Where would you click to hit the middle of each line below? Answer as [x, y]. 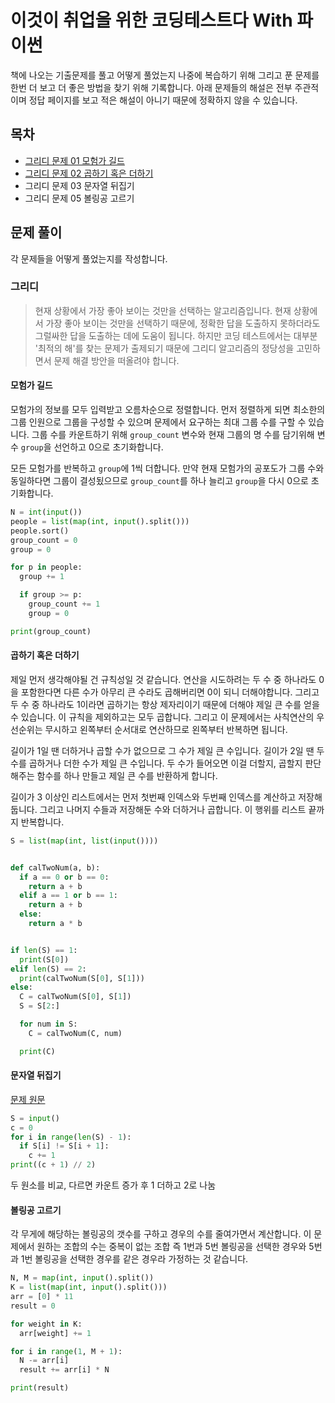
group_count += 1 [64, 604]
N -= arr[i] [44, 1361]
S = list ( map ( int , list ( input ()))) [84, 841]
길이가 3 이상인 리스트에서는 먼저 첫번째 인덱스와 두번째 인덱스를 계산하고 [153, 797]
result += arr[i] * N [64, 1370]
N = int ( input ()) [46, 512]
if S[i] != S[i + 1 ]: [64, 1146]
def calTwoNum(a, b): [55, 867]
